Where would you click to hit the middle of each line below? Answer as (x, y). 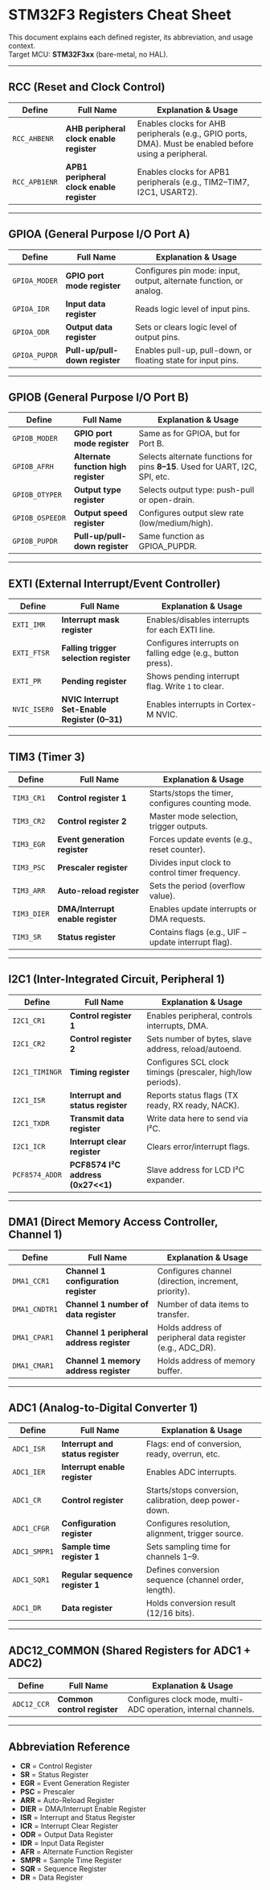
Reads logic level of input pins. (193, 309)
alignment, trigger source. (194, 1534)
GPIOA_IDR (31, 309)
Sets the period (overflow (197, 886)
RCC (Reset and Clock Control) (87, 87)
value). (162, 896)
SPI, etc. (154, 477)
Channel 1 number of (107, 1304)
